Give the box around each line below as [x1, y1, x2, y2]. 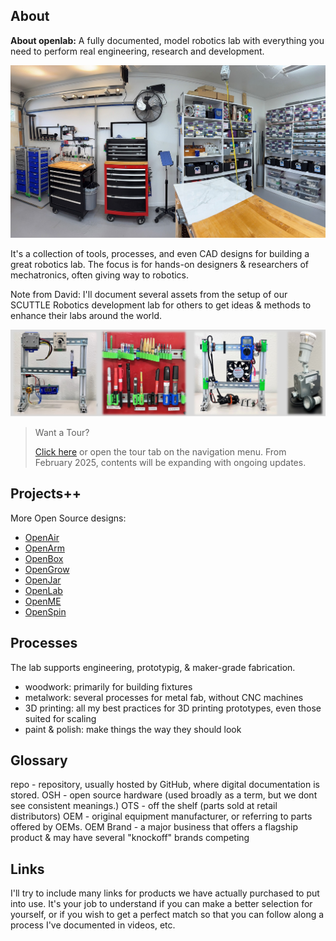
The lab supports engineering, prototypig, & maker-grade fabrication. [10, 661, 296, 673]
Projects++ [10, 485, 82, 503]
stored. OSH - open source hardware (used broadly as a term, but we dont [10, 789, 318, 801]
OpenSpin [24, 605, 67, 618]
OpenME [24, 595, 62, 607]
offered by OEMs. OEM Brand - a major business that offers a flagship [10, 821, 299, 833]
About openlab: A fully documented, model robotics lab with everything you [10, 34, 325, 46]
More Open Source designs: [10, 512, 127, 524]
